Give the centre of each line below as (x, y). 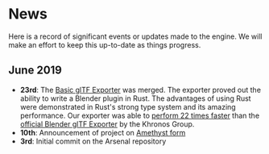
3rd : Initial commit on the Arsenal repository (93, 141)
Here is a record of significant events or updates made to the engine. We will (135, 36)
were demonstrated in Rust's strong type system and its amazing (128, 106)
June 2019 (35, 71)
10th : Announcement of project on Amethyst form (103, 132)
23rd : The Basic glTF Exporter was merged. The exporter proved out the (141, 89)
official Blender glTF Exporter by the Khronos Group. (107, 124)
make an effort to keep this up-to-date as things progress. (105, 44)
